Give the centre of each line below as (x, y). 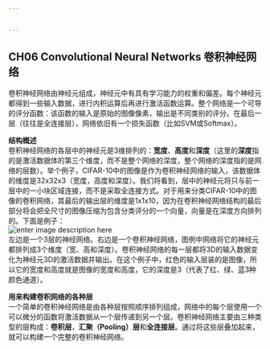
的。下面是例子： (37, 220)
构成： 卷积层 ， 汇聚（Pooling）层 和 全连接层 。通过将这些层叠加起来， (144, 326)
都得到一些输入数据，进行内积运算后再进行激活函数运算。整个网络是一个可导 (135, 103)
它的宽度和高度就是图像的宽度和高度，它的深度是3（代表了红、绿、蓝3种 (136, 269)
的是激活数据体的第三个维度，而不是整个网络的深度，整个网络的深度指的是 (131, 160)
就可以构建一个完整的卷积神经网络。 (68, 337)
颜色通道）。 (28, 279)
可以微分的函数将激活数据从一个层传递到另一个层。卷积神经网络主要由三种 (131, 316)
